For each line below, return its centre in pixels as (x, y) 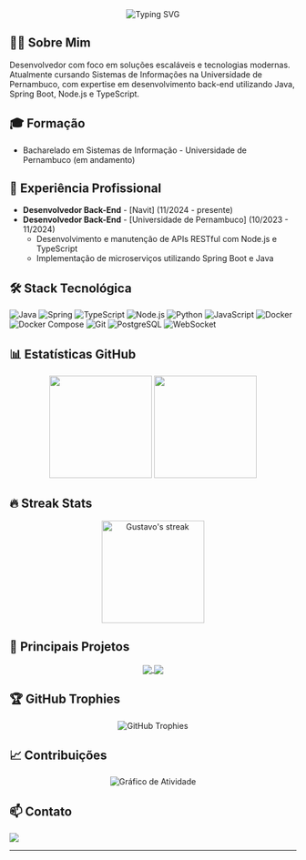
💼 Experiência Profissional (86, 189)
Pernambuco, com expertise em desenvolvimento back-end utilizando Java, (152, 84)
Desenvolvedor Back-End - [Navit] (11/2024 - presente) (128, 210)
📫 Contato (41, 811)
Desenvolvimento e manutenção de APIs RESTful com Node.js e (157, 239)
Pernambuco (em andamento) (79, 159)
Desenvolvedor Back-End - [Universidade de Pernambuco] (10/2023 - (155, 220)
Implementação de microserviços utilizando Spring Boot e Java (155, 258)
